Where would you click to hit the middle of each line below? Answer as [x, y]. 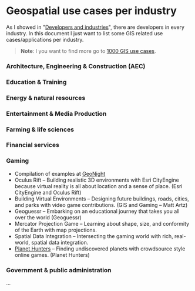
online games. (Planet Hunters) [52, 255]
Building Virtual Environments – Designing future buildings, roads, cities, [102, 199]
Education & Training [36, 82]
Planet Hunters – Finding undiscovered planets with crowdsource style [100, 249]
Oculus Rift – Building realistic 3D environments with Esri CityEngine [97, 180]
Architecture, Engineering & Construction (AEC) [76, 66]
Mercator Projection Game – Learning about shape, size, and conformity [102, 223]
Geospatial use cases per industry [92, 11]
